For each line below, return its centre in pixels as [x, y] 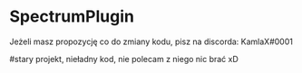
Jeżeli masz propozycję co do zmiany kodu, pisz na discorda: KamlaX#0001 [151, 41]
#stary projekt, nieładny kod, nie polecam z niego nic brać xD [124, 59]
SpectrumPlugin [72, 17]
